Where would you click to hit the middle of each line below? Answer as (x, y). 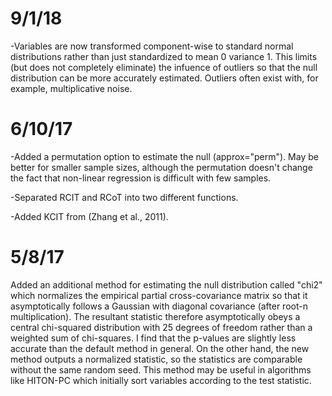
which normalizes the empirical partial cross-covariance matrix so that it (159, 295)
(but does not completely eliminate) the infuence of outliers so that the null (164, 67)
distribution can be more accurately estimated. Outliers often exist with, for (164, 78)
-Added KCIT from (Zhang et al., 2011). (89, 216)
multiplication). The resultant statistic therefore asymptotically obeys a (155, 316)
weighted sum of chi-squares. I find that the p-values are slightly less (153, 338)
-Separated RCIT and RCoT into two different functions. (124, 197)
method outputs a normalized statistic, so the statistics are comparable (156, 359)
